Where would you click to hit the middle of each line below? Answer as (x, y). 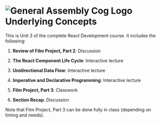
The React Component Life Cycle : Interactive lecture (68, 60)
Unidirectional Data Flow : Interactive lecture (59, 70)
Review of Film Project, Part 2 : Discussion (57, 51)
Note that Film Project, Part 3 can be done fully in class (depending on (78, 109)
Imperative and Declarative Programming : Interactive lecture (77, 80)
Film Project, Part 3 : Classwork (45, 90)
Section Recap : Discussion (41, 100)
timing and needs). (25, 115)
